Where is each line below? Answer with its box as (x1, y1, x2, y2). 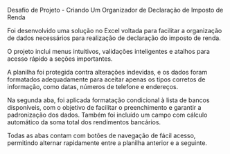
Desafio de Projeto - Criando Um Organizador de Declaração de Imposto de (7, 6, 224, 14)
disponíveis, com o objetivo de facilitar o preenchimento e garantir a (7, 104, 202, 111)
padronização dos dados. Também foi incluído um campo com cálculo (7, 110, 208, 119)
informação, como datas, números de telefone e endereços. (7, 83, 179, 90)
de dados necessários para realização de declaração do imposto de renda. (7, 34, 222, 42)
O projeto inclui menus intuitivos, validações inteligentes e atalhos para (7, 48, 210, 55)
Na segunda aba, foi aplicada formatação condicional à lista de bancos (7, 96, 210, 104)
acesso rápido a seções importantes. (7, 55, 113, 63)
